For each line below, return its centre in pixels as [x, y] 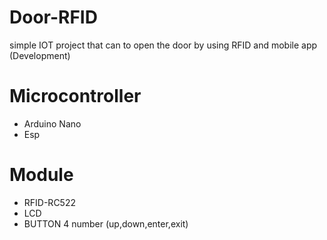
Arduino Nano [52, 123]
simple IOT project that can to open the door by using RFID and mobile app [163, 45]
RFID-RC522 [49, 202]
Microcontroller [75, 96]
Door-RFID [53, 17]
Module [41, 175]
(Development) [40, 55]
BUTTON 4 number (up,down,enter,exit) [106, 223]
